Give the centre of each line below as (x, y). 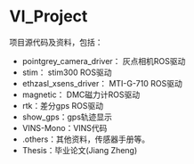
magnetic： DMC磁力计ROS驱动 (81, 94)
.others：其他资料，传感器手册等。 (85, 139)
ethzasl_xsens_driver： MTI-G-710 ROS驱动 (102, 83)
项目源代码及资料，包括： (56, 42)
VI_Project (48, 16)
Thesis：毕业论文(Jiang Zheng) (80, 150)
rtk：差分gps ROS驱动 (63, 105)
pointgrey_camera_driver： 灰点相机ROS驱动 (104, 61)
